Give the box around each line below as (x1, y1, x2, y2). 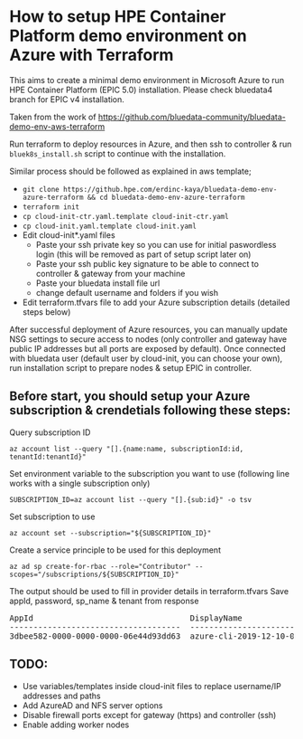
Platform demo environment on (9, 25, 248, 46)
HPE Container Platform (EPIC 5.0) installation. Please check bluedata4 (9, 84, 273, 95)
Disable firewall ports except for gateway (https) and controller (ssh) (22, 709, 277, 720)
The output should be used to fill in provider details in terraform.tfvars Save (9, 585, 289, 596)
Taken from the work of (9, 111, 96, 122)
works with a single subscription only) (9, 478, 151, 488)
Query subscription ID (9, 427, 91, 438)
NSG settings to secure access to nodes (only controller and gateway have (9, 333, 287, 345)
